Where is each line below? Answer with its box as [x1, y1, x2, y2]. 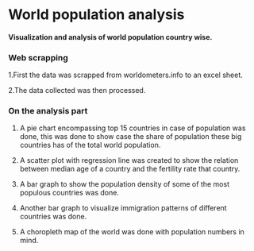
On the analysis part [8, 106, 88, 116]
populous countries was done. [19, 188, 119, 198]
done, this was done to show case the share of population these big [19, 132, 242, 141]
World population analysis [8, 6, 185, 24]
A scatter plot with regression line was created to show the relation [19, 156, 239, 165]
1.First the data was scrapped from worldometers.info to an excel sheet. [8, 70, 244, 80]
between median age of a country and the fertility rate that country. [19, 164, 241, 174]
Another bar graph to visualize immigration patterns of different [19, 203, 228, 213]
